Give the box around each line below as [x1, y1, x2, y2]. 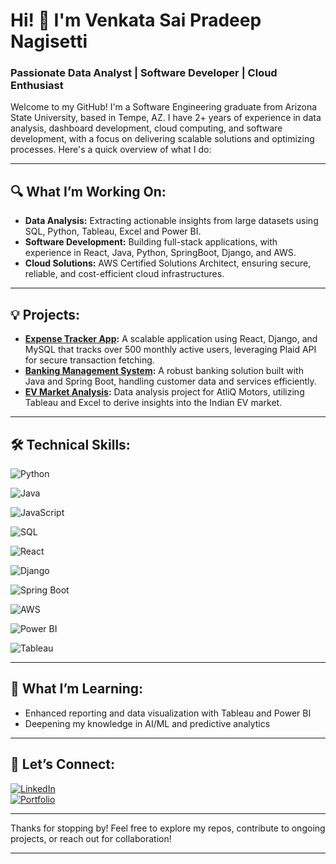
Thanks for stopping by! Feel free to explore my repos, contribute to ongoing [10, 822, 326, 834]
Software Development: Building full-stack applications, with [24, 236, 278, 248]
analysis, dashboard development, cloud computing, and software [10, 122, 283, 134]
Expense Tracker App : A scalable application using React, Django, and [24, 333, 318, 345]
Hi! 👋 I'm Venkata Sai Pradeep [10, 9, 262, 32]
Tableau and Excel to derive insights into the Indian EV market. [24, 397, 283, 409]
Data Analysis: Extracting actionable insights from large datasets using [24, 215, 319, 227]
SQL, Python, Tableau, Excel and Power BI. [24, 225, 202, 238]
